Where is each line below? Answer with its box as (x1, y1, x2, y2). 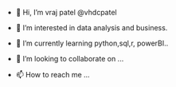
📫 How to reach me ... (15, 70, 90, 79)
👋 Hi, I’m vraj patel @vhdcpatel (15, 8, 117, 17)
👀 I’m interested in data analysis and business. (15, 23, 168, 32)
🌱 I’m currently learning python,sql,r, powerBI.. (15, 38, 169, 48)
